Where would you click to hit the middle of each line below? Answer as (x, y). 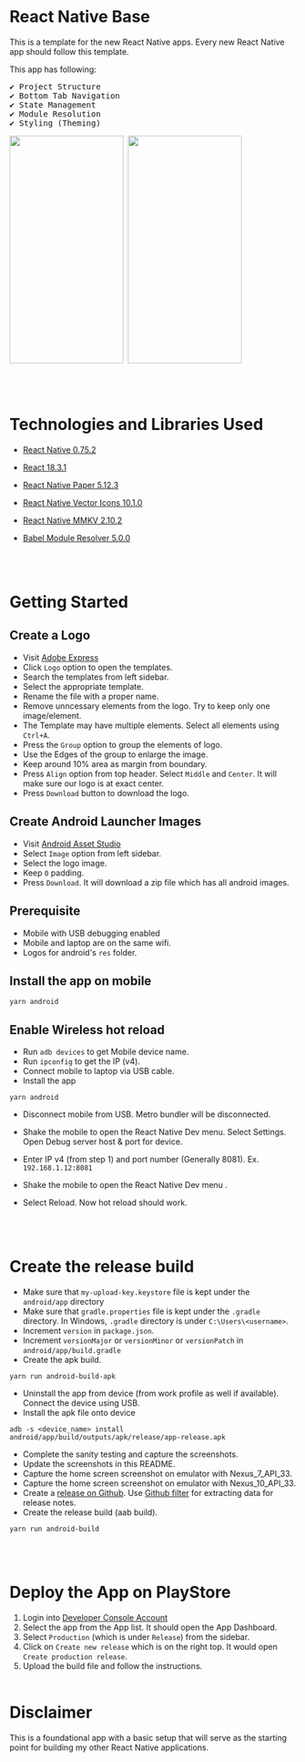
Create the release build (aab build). (90, 1512)
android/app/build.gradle (71, 1351)
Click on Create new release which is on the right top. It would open (150, 1647)
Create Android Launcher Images (106, 822)
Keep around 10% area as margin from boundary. (115, 763)
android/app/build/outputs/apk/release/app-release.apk (117, 1438)
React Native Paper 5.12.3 (71, 485)
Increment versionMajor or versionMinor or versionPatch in (133, 1340)
